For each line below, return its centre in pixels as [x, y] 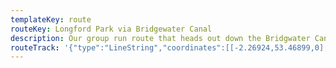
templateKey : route [51, 19]
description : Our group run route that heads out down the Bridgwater [160, 38]
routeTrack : [35, 47]
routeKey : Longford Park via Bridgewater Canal [111, 29]
